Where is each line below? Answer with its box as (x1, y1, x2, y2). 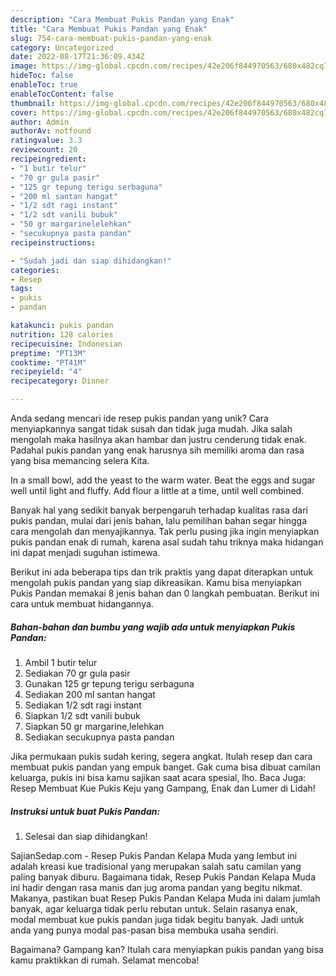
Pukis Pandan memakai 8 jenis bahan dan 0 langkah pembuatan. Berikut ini (10, 587, 320, 599)
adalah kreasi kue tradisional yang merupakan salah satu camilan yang (10, 860, 302, 872)
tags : (10, 284, 33, 294)
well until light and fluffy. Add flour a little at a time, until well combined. (10, 485, 305, 496)
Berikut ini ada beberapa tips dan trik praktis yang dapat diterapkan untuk (10, 566, 314, 578)
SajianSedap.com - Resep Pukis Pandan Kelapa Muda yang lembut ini (10, 849, 298, 861)
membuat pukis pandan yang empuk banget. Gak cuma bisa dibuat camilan (10, 761, 321, 773)
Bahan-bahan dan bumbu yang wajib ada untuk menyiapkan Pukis (10, 621, 296, 633)
